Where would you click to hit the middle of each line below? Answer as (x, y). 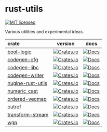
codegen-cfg (23, 59)
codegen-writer (26, 75)
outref (14, 106)
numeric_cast (23, 91)
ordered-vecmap (27, 99)
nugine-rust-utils (27, 83)
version (66, 44)
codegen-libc (23, 67)
